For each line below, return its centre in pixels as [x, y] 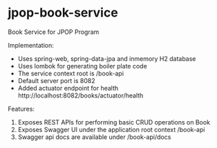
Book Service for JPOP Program [54, 32]
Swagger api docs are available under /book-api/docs [94, 137]
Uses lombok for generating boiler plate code [82, 66]
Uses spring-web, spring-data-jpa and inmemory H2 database [107, 58]
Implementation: [31, 45]
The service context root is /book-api [70, 73]
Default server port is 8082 [56, 80]
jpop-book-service [63, 13]
